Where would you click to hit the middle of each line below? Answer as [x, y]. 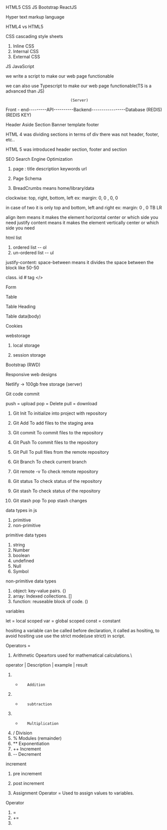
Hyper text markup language [35, 17]
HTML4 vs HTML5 [25, 27]
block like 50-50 [22, 268]
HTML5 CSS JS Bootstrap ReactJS [41, 7]
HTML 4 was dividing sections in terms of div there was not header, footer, [82, 134]
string [19, 545]
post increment [28, 783]
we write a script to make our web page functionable [60, 76]
